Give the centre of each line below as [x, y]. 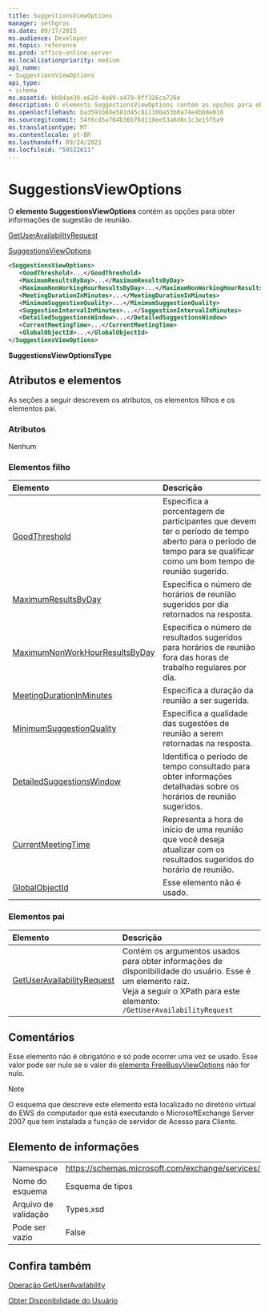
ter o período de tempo [206, 532]
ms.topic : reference [43, 46]
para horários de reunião [209, 648]
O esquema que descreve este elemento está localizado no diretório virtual [132, 1105]
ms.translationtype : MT [48, 127]
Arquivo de [33, 1204]
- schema [23, 90]
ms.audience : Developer [48, 38]
